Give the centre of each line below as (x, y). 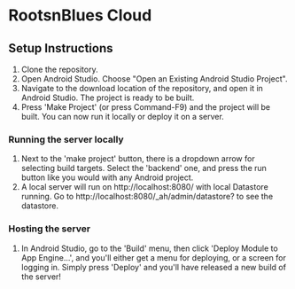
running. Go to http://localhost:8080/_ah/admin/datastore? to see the (147, 197)
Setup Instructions (61, 48)
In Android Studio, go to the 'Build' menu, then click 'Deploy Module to (149, 248)
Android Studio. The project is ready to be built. (108, 98)
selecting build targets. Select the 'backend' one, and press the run (144, 168)
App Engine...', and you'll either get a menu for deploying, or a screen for (154, 257)
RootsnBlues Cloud (80, 16)
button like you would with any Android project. (107, 177)
